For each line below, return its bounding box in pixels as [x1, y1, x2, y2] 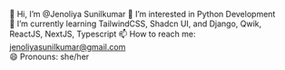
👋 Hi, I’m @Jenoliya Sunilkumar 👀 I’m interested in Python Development [9, 9, 276, 19]
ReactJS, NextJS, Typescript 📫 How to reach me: [9, 28, 196, 39]
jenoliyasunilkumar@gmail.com [9, 42, 126, 52]
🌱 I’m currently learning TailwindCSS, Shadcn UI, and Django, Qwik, [9, 18, 262, 29]
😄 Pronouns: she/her [9, 51, 90, 62]
